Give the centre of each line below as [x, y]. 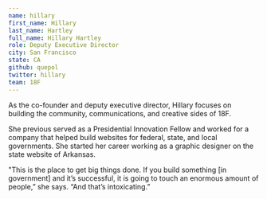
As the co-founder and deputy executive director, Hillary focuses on [120, 105]
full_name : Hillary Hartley [55, 38]
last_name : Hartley [41, 30]
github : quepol [33, 68]
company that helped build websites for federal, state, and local [113, 137]
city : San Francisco [43, 53]
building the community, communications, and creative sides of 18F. [120, 113]
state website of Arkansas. [52, 154]
